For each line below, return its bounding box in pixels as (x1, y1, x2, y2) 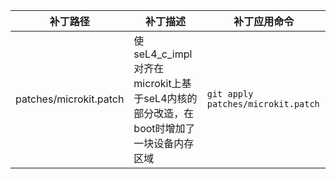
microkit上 (133, 77, 182, 90)
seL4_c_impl (133, 47, 193, 61)
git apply (206, 89, 254, 99)
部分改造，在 (133, 107, 195, 120)
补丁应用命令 (233, 15, 295, 28)
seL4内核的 (143, 92, 198, 105)
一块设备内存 (133, 137, 195, 150)
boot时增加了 (133, 122, 196, 135)
